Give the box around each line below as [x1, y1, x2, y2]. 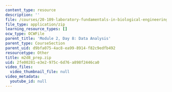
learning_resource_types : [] [5, 27, 68, 32]
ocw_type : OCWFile [5, 31, 45, 36]
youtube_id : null [10, 79, 47, 84]
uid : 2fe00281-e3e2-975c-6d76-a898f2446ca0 [5, 60, 100, 65]
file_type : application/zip [5, 21, 66, 27]
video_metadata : [5, 74, 40, 79]
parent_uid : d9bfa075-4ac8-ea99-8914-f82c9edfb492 [5, 45, 116, 51]
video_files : [5, 64, 33, 70]
